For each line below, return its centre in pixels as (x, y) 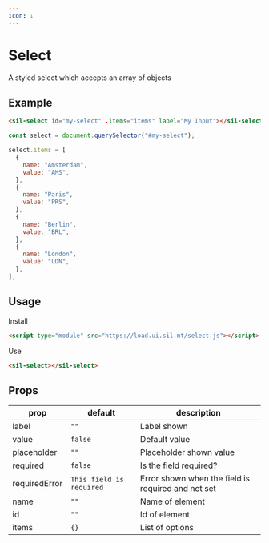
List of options (167, 528)
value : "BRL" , (46, 232)
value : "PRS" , (46, 202)
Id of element (165, 515)
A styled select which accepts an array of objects (90, 78)
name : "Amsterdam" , (55, 165)
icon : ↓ (21, 16)
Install (18, 320)
